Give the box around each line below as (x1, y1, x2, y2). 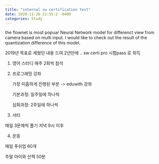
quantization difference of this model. (5, 40, 81, 46)
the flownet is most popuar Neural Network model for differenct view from (5, 30, 155, 36)
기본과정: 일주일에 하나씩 (12, 91, 60, 98)
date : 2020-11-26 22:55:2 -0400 (5, 12, 71, 17)
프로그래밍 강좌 (12, 71, 42, 77)
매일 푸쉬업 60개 (5, 143, 37, 149)
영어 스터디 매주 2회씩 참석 (12, 61, 64, 66)
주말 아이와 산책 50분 (5, 154, 45, 160)
